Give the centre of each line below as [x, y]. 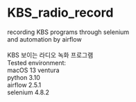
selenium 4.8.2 [28, 92]
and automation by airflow [44, 39]
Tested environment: [37, 62]
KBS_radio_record [60, 13]
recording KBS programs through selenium [68, 32]
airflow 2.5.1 [24, 85]
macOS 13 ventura [34, 70]
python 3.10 [24, 77]
